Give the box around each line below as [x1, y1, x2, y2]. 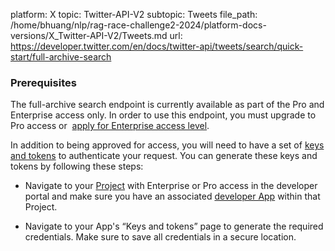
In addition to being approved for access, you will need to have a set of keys [10, 139, 325, 151]
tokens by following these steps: [10, 160, 144, 173]
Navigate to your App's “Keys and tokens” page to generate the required [24, 220, 324, 233]
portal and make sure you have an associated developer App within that [24, 190, 321, 203]
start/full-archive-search [10, 51, 112, 63]
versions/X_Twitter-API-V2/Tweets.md [10, 30, 168, 41]
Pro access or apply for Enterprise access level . [10, 120, 210, 132]
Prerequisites [10, 75, 77, 89]
